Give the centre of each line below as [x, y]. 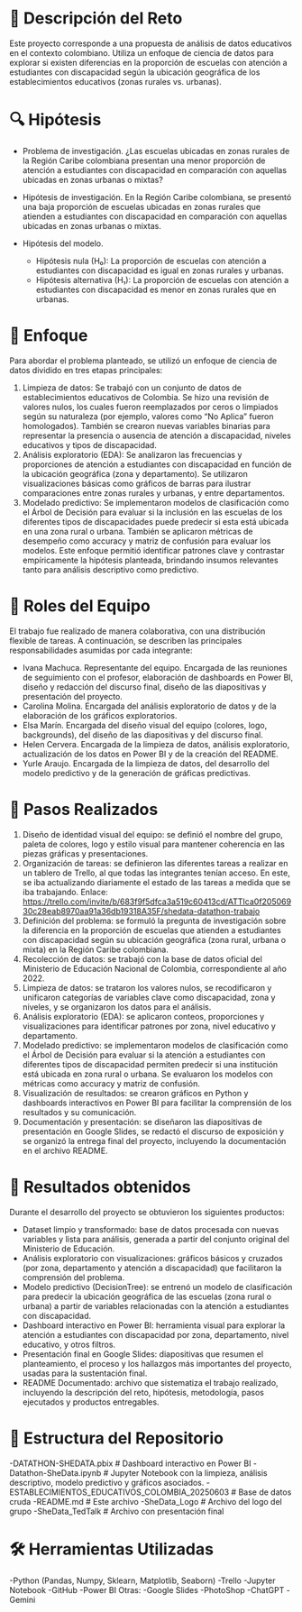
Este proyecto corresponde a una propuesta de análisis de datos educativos [151, 43]
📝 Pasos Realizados [84, 809]
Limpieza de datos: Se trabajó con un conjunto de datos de [132, 388]
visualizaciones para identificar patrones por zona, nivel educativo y [149, 1026]
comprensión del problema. [73, 1277]
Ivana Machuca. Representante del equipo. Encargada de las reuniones [155, 667]
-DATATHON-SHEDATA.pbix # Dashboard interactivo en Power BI [130, 1463]
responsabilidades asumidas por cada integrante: [101, 650]
